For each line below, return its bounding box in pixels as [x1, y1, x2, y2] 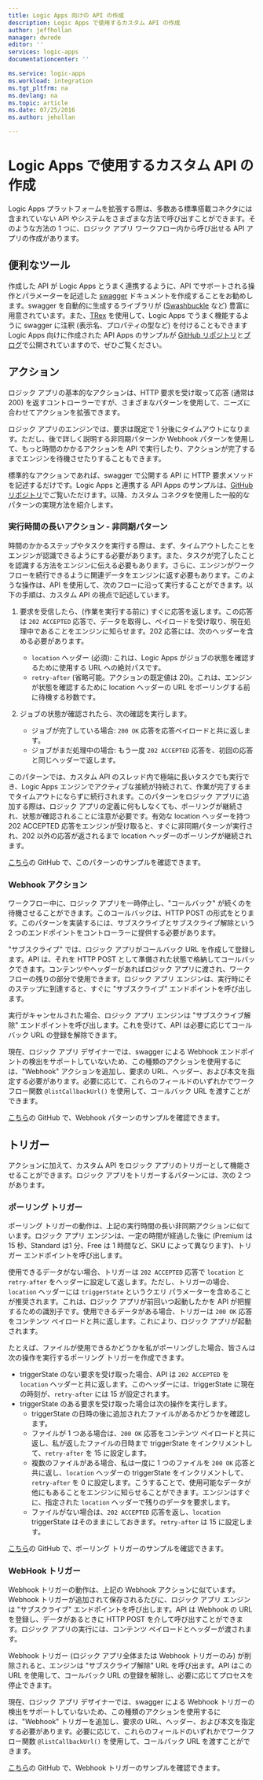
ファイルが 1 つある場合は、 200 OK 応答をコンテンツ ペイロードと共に [31, 1429, 256, 1438]
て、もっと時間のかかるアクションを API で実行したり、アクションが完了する [8, 444, 256, 453]
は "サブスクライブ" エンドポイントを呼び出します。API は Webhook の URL [8, 1605, 253, 1614]
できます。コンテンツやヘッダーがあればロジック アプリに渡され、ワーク [14, 965, 250, 974]
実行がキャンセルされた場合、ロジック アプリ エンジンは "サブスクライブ [8, 1010, 245, 1020]
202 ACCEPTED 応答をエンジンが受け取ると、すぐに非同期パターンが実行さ [8, 821, 254, 830]
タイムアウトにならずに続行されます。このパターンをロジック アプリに [14, 792, 243, 801]
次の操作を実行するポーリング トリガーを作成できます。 [8, 1353, 188, 1362]
